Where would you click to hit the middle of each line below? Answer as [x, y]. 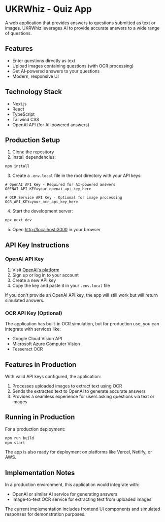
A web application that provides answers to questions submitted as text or [80, 23]
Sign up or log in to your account [45, 275]
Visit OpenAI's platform [36, 270]
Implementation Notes [40, 472]
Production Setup [33, 140]
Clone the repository [33, 152]
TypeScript [23, 114]
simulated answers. [25, 300]
